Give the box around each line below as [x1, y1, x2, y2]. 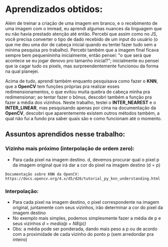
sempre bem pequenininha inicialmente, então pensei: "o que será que [5, 52, 151, 58]
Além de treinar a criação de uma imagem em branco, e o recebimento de [5, 20, 158, 26]
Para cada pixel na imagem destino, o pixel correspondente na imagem [12, 199, 159, 205]
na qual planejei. [5, 68, 39, 74]
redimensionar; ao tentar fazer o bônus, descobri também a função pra [5, 94, 152, 100]
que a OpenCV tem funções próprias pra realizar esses [5, 83, 120, 89]
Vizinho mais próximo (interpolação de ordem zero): [5, 145, 134, 152]
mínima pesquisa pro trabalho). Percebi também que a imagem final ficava [5, 47, 159, 53]
